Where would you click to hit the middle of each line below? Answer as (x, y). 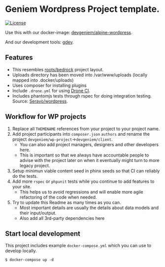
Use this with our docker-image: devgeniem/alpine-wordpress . (69, 32)
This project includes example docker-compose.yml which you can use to (78, 246)
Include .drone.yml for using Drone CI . (51, 91)
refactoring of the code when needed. (58, 197)
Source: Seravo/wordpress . (40, 101)
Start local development (43, 234)
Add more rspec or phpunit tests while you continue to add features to (83, 181)
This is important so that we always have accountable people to (84, 155)
